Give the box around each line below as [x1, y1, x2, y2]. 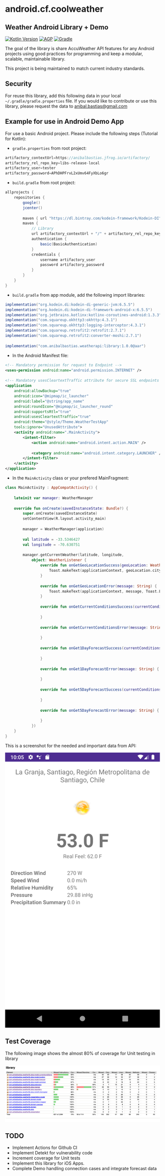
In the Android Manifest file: [12, 352, 69, 358]
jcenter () [23, 205, 43, 210]
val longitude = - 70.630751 [23, 542, 80, 547]
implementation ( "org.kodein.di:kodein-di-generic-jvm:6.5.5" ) [5, 302, 135, 307]
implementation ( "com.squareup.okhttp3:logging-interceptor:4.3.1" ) [5, 323, 146, 328]
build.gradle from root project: [12, 180, 76, 186]
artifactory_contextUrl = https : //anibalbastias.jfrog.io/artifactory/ [5, 155, 151, 160]
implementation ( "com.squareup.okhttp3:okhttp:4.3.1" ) [5, 318, 118, 323]
